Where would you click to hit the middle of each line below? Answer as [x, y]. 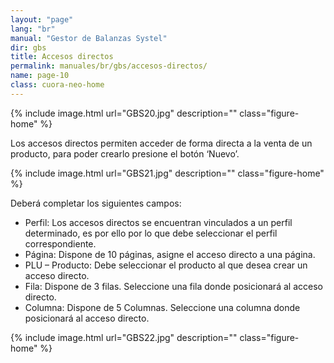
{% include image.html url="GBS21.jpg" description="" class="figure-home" [167, 173]
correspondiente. [60, 243]
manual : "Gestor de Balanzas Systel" [89, 38]
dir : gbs [28, 47]
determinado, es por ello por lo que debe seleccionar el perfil [151, 233]
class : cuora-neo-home [57, 85]
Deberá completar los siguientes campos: [96, 203]
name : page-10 [40, 76]
